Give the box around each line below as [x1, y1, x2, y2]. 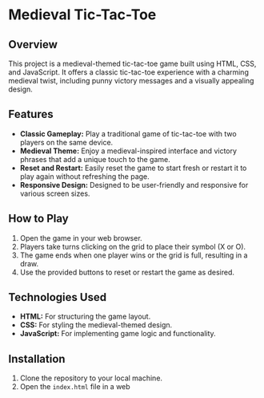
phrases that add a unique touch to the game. [19, 154, 170, 164]
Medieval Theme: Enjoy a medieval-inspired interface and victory [19, 146, 238, 156]
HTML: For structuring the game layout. [19, 311, 151, 322]
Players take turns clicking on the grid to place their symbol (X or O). [19, 242, 246, 251]
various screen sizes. [19, 189, 90, 198]
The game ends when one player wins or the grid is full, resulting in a [19, 250, 248, 260]
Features [8, 108, 54, 121]
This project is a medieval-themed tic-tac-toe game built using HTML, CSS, [8, 59, 257, 68]
